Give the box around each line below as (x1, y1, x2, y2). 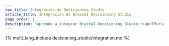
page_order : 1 (5, 16, 35, 21)
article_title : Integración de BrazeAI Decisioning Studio (5, 12, 132, 17)
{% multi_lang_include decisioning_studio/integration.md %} (5, 35, 130, 41)
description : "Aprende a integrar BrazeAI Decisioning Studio (5, 21, 138, 26)
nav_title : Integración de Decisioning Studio (5, 7, 105, 12)
